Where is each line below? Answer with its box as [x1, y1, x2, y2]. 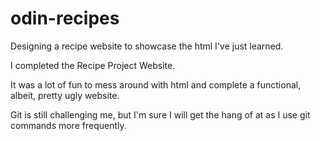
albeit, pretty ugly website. [10, 89, 120, 101]
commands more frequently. [10, 119, 127, 131]
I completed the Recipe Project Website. [10, 59, 176, 71]
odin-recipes [10, 7, 120, 30]
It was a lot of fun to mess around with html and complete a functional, [10, 78, 302, 91]
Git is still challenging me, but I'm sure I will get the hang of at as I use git [10, 108, 311, 121]
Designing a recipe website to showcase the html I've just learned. [10, 40, 284, 52]
